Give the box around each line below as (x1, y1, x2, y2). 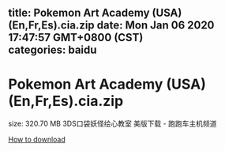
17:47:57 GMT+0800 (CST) (8, 31, 144, 44)
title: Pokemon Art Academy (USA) (8, 6, 182, 20)
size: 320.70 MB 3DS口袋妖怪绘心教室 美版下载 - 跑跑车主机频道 (8, 119, 217, 129)
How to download (8, 134, 66, 145)
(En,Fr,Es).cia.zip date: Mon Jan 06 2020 (8, 19, 215, 32)
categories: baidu (8, 43, 97, 57)
